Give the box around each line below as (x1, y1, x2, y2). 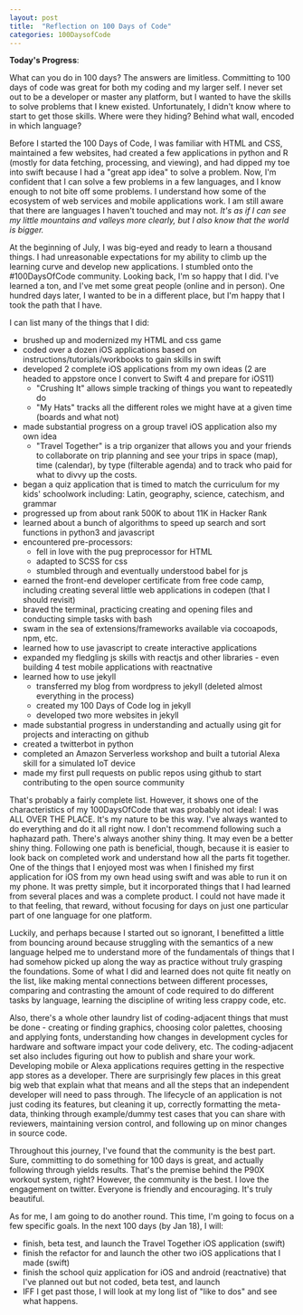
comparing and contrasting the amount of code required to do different (9, 986, 274, 996)
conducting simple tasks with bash (22, 614, 152, 624)
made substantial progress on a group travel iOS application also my (22, 422, 278, 433)
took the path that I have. (9, 300, 102, 310)
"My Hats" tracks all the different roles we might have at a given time (35, 402, 292, 413)
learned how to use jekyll (22, 672, 117, 682)
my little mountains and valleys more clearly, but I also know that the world (9, 214, 289, 226)
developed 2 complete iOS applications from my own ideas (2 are (22, 364, 267, 375)
